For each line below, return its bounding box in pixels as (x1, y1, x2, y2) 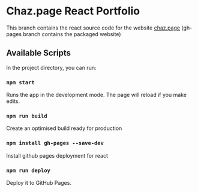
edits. (6, 98, 20, 105)
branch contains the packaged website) (23, 30, 121, 37)
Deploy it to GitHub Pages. (6, 179, 72, 186)
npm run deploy (6, 167, 51, 174)
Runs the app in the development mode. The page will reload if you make (6, 91, 187, 99)
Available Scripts (6, 48, 71, 58)
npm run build (6, 113, 47, 119)
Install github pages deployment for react (6, 152, 108, 159)
